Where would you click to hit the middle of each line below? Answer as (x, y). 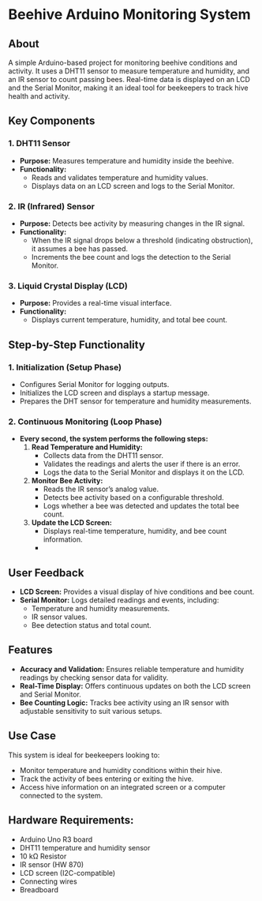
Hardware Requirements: (71, 820)
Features (30, 650)
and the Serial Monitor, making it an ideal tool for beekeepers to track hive (128, 88)
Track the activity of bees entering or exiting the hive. (107, 779)
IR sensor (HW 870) (52, 864)
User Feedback (46, 573)
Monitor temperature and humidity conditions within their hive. (121, 770)
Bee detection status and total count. (91, 625)
